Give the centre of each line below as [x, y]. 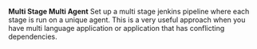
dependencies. [33, 36]
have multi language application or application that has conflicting [117, 28]
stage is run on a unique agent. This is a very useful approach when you [127, 20]
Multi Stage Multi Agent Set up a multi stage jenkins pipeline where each [129, 11]
